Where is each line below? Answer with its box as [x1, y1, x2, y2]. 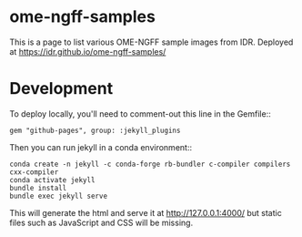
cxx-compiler [9, 167, 59, 177]
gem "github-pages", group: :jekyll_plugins [9, 126, 181, 135]
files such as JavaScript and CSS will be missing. [9, 217, 194, 228]
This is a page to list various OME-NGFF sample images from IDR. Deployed [9, 36, 294, 47]
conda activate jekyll [9, 175, 96, 184]
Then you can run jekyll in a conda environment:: [9, 141, 193, 152]
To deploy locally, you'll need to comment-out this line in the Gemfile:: [9, 108, 271, 119]
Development [9, 78, 114, 99]
